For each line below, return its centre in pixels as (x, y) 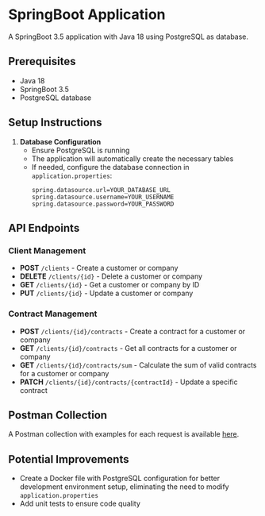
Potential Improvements (69, 459)
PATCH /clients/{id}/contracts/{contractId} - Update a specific (129, 382)
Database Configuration (60, 141)
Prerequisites (42, 62)
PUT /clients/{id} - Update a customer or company (106, 293)
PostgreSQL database (56, 98)
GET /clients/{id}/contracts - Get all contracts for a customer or (128, 348)
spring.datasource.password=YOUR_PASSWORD (103, 204)
